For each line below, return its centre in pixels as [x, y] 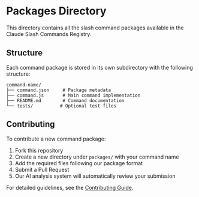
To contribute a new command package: [56, 139]
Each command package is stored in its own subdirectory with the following [100, 67]
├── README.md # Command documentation [65, 100]
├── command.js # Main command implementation [73, 95]
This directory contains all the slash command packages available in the [95, 28]
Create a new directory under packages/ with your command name [97, 157]
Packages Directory [56, 11]
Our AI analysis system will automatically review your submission [95, 176]
